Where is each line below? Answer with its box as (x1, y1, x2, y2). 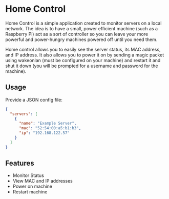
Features (5, 159, 34, 168)
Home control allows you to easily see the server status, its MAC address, (5, 46, 161, 52)
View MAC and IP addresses (12, 178, 73, 184)
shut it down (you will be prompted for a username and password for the (5, 63, 158, 69)
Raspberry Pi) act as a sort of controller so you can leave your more (5, 31, 149, 37)
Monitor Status (12, 172, 45, 178)
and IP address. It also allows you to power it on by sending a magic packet (5, 52, 164, 58)
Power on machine (12, 183, 53, 190)
